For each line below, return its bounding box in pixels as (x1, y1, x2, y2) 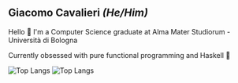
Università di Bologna (8, 35, 78, 45)
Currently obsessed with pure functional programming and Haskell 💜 (8, 50, 231, 60)
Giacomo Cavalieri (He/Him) (8, 6, 148, 20)
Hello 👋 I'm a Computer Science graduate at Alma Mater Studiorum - (8, 27, 231, 36)
